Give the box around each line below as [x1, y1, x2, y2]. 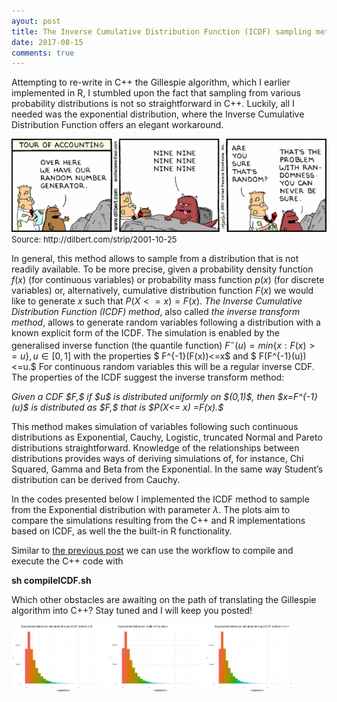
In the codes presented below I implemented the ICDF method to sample [11, 493, 310, 505]
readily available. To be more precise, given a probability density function [11, 263, 314, 275]
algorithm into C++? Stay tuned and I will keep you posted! [11, 604, 253, 616]
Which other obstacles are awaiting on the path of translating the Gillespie [11, 593, 317, 605]
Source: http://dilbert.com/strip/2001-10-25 [11, 234, 178, 245]
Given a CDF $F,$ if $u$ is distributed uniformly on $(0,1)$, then [11, 390, 276, 402]
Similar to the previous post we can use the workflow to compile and [11, 544, 294, 556]
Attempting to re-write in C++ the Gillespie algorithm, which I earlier [11, 76, 291, 89]
